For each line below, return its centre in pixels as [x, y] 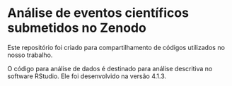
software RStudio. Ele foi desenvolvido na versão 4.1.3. [87, 76]
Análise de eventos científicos [98, 13]
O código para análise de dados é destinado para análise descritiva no [110, 68]
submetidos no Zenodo [77, 28]
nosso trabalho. [30, 55]
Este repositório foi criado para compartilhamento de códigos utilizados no [116, 47]
